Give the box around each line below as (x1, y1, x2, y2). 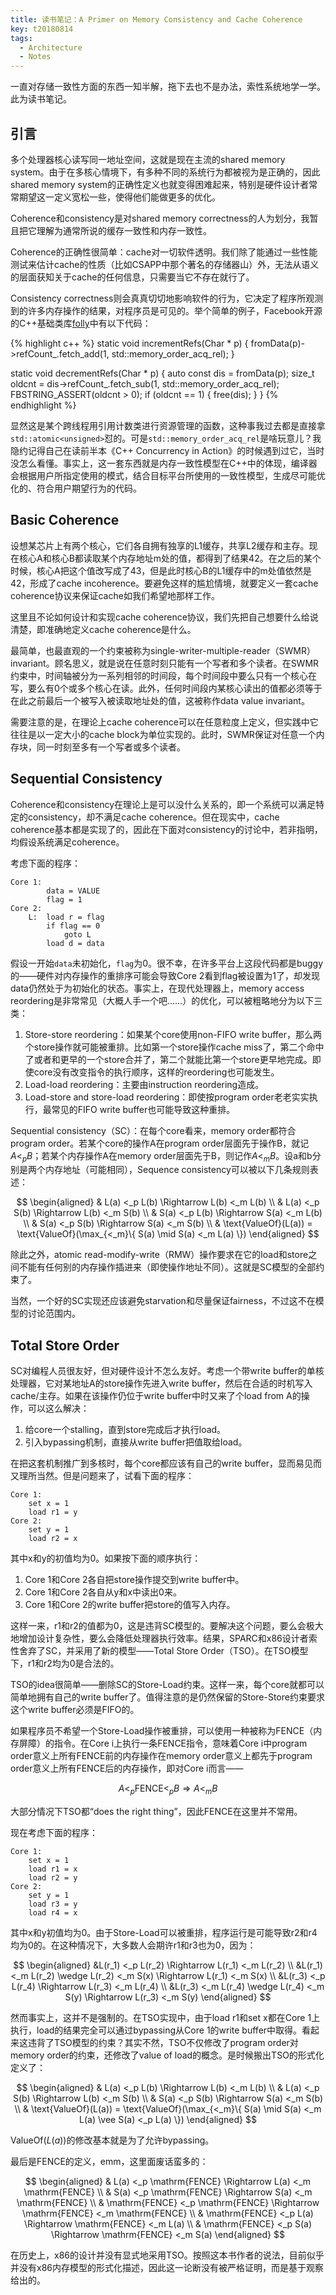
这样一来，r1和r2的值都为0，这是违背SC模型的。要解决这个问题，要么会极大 (10, 1620, 324, 1632)
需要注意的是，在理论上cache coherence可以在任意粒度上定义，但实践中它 (10, 716, 319, 728)
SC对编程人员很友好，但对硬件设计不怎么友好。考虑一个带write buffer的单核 (10, 1365, 325, 1377)
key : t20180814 (10, 24, 74, 34)
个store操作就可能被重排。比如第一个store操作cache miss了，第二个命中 (24, 1041, 325, 1053)
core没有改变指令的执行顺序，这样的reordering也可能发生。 (33, 1066, 280, 1078)
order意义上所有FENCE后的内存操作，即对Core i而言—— (10, 1762, 244, 1775)
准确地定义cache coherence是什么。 (44, 623, 197, 635)
